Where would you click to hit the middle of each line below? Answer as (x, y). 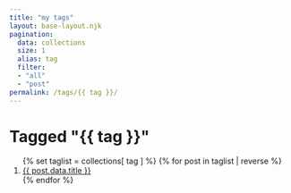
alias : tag (38, 59)
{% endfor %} (48, 180)
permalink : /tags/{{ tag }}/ (64, 92)
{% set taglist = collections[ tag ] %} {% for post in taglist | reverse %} (152, 161)
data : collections (52, 42)
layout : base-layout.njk (56, 26)
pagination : (31, 34)
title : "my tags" (42, 17)
